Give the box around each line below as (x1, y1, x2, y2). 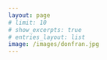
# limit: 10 (8, 19, 47, 26)
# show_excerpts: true (8, 26, 82, 34)
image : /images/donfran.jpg (8, 41, 100, 48)
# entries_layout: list (8, 33, 86, 41)
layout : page (8, 11, 51, 19)
